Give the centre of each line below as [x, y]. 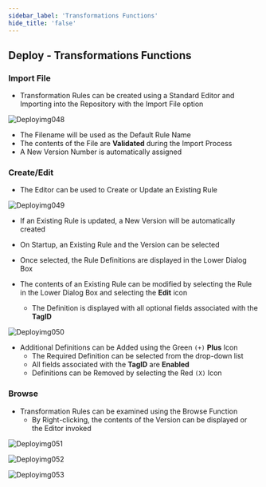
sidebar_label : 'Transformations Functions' [83, 16]
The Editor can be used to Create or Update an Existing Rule [118, 190]
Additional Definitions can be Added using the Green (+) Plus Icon [129, 347]
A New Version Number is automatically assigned [101, 152]
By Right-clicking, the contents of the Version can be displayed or [139, 419]
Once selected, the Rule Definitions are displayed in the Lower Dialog [133, 260]
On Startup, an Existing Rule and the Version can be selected [120, 245]
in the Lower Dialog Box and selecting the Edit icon [104, 293]
